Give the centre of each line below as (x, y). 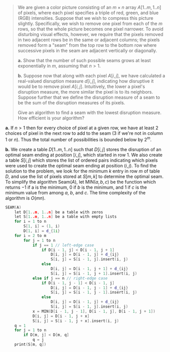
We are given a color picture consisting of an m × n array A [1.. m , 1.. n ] (89, 7)
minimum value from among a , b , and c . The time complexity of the (75, 192)
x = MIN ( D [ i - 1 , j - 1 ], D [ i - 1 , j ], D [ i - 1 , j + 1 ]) (94, 311)
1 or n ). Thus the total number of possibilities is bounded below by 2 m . (78, 139)
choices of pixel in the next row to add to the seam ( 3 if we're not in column (84, 133)
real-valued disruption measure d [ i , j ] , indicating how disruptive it (86, 81)
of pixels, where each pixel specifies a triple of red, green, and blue (88, 13)
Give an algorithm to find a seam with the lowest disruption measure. (89, 112)
